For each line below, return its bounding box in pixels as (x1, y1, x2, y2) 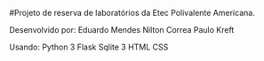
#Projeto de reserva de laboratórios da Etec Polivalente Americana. (9, 8, 255, 18)
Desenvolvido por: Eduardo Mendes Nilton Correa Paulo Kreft (9, 25, 235, 34)
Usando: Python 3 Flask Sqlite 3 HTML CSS (9, 42, 169, 52)
